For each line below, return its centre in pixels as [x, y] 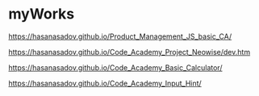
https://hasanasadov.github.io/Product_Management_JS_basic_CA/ [120, 36]
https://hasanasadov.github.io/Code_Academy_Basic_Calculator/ [115, 67]
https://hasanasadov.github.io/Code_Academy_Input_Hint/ [105, 83]
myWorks [42, 14]
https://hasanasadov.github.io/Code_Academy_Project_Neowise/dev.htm [129, 52]
